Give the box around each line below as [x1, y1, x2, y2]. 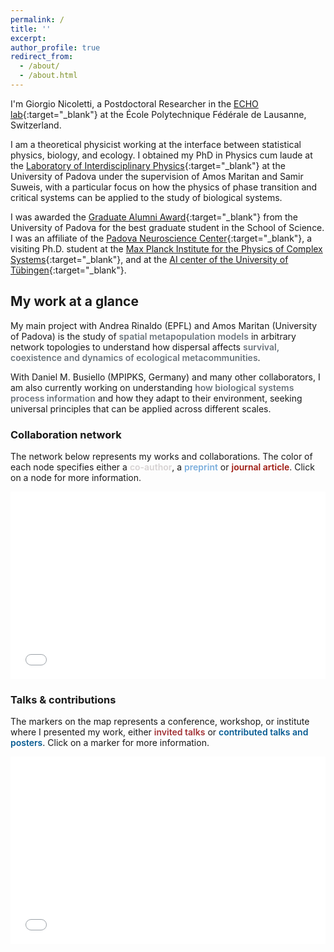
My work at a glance [10, 293, 139, 310]
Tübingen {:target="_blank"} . [10, 264, 127, 276]
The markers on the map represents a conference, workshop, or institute [10, 716, 310, 728]
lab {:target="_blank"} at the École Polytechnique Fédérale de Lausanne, [10, 108, 307, 120]
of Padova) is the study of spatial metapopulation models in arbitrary [10, 330, 297, 342]
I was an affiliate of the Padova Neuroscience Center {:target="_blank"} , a [10, 232, 313, 244]
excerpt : [10, 33, 47, 43]
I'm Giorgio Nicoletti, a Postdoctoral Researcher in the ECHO [10, 97, 259, 110]
